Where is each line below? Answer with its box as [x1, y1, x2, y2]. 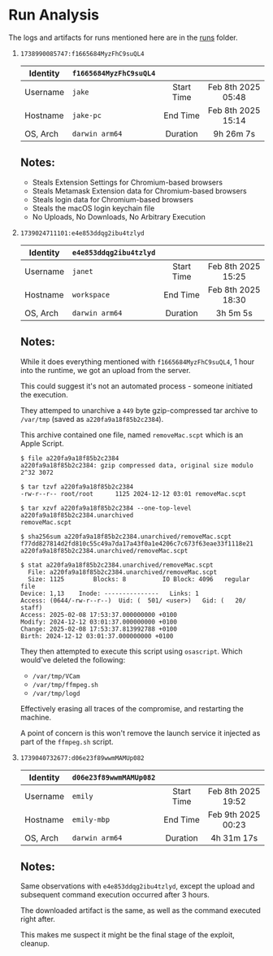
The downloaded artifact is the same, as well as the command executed [19, 906, 262, 915]
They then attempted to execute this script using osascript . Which [19, 646, 243, 656]
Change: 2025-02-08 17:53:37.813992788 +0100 [19, 624, 177, 633]
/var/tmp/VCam [32, 672, 80, 680]
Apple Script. [19, 438, 65, 448]
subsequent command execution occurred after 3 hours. [19, 890, 210, 900]
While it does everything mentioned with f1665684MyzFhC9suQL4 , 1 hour [19, 356, 255, 367]
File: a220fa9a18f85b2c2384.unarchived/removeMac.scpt [28, 567, 218, 576]
